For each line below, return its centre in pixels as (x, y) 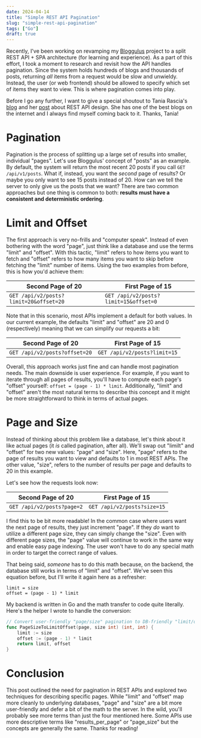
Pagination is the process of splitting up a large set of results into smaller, (97, 155)
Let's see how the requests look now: (52, 482)
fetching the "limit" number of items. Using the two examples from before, (97, 265)
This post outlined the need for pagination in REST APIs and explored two (97, 690)
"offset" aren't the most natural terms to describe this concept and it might (98, 392)
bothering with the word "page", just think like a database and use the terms (100, 246)
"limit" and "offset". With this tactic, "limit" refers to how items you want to (98, 252)
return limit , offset (44, 644)
